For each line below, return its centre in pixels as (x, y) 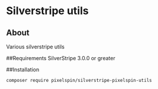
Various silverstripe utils (36, 47)
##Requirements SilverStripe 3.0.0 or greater (61, 58)
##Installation (23, 70)
